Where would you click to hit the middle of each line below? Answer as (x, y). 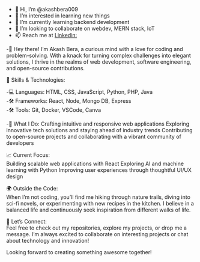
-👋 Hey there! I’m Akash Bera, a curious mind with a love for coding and (95, 49)
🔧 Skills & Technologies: (36, 80)
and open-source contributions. (46, 68)
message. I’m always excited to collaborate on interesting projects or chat (97, 234)
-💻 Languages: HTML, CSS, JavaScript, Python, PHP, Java (80, 92)
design (15, 176)
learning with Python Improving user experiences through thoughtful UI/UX (99, 170)
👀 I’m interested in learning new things (62, 16)
